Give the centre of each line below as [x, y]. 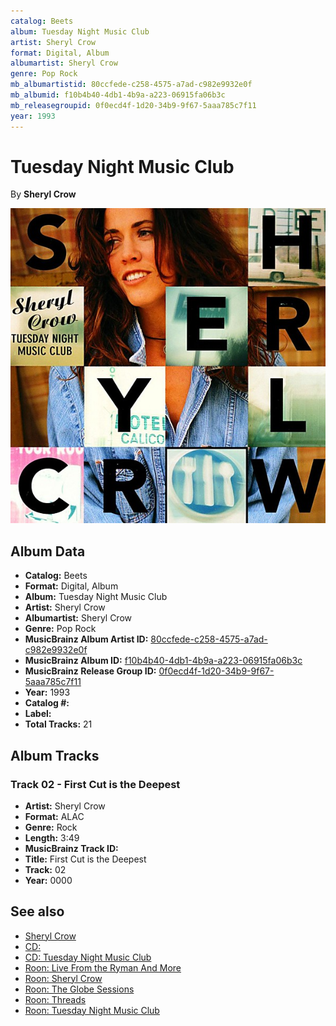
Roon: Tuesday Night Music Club [92, 1010]
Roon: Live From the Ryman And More [103, 967]
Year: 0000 [48, 880]
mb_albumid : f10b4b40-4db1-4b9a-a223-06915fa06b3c [118, 95]
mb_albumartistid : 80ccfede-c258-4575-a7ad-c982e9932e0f [131, 85]
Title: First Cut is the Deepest [85, 859]
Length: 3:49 [52, 837]
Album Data [48, 551]
